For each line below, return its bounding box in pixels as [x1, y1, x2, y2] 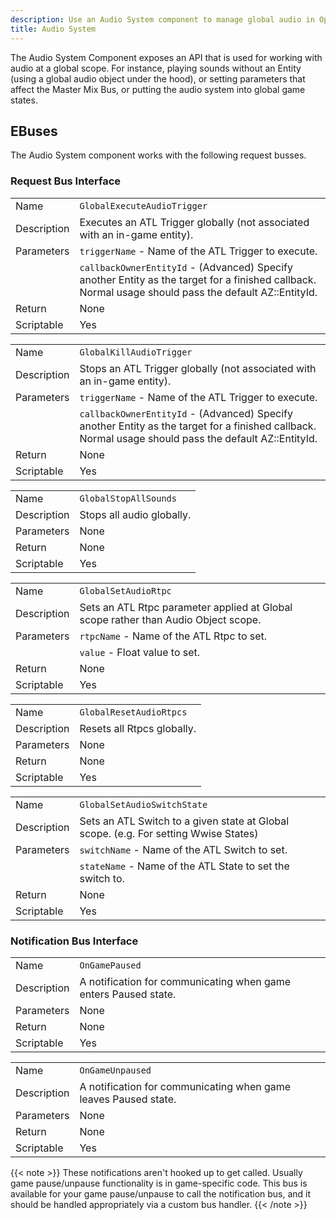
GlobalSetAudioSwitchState [79, 799, 208, 810]
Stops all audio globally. [79, 507, 192, 521]
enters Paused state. [79, 987, 177, 1001]
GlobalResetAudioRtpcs [79, 706, 188, 718]
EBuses [10, 122, 58, 140]
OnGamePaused [79, 959, 142, 971]
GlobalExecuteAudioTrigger [79, 200, 208, 211]
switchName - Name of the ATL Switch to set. [79, 842, 288, 856]
